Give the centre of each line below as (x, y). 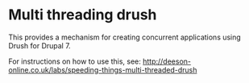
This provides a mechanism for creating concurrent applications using (125, 37)
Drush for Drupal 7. (39, 45)
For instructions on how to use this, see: (75, 61)
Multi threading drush (83, 15)
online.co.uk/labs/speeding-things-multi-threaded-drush (103, 69)
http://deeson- (167, 61)
